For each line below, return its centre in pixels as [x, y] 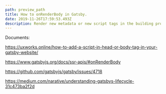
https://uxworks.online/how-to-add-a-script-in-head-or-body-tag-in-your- [81, 47]
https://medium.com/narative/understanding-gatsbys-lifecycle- [70, 81]
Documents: [18, 38]
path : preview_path [25, 10]
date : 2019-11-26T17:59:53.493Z [38, 19]
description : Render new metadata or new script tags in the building [79, 23]
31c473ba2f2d [20, 87]
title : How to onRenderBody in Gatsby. [46, 14]
